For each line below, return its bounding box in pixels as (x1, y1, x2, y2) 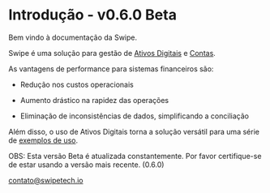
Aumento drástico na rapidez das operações (19, 95, 169, 105)
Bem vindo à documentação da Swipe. (8, 32, 138, 42)
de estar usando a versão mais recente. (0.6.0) (8, 160, 165, 169)
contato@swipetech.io (8, 175, 84, 185)
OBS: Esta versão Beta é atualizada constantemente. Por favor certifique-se (8, 151, 262, 161)
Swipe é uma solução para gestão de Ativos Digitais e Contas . (8, 48, 216, 58)
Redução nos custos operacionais (19, 79, 134, 89)
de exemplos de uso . (8, 135, 79, 145)
